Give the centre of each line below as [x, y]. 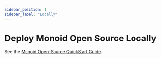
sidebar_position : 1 [26, 10]
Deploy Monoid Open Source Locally [80, 38]
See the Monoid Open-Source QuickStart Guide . [54, 52]
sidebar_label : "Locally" [31, 14]
